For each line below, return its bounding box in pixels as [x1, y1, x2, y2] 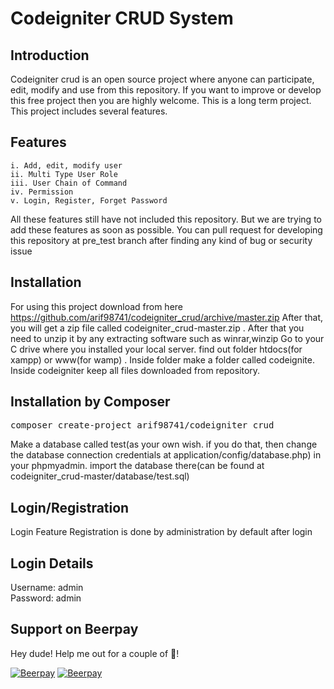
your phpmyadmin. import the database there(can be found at [10, 460, 265, 472]
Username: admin [10, 582, 84, 594]
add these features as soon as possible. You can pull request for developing [10, 223, 323, 236]
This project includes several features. [10, 105, 168, 117]
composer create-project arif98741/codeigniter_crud [10, 420, 275, 431]
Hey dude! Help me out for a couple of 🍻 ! [10, 647, 180, 659]
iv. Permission [10, 187, 74, 197]
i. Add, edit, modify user [10, 160, 123, 171]
